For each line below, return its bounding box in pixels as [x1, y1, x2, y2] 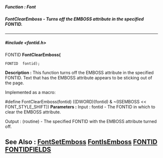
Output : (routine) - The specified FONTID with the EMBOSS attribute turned [5, 119, 157, 125]
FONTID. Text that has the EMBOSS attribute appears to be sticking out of [5, 75, 152, 81]
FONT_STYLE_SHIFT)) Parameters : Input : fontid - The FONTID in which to [5, 104, 155, 110]
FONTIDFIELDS [5, 145, 51, 154]
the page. [5, 80, 24, 86]
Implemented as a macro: [5, 90, 56, 95]
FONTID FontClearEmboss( [5, 52, 61, 58]
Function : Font [5, 4, 36, 10]
